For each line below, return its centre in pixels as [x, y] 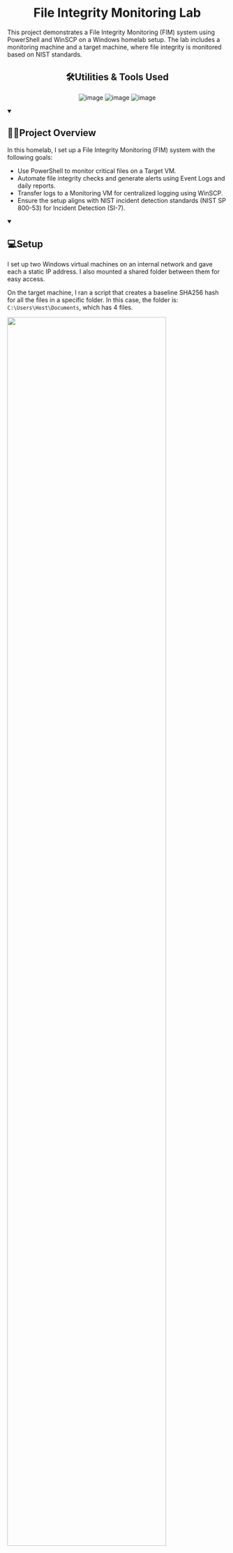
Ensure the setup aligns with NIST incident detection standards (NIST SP [122, 200]
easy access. [26, 279]
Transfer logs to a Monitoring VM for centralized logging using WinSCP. [120, 193]
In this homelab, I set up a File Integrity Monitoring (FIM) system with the [111, 150]
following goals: [30, 157]
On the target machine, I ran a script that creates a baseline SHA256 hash [113, 293]
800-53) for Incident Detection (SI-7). [71, 208]
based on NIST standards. [45, 54]
